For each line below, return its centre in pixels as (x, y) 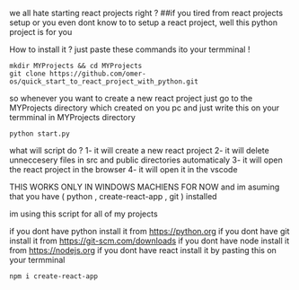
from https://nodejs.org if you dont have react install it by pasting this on (143, 250)
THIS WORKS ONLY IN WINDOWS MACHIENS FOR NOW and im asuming (145, 187)
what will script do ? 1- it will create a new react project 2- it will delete (139, 150)
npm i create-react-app (54, 277)
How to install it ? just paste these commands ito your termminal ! (130, 49)
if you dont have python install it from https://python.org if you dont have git (149, 231)
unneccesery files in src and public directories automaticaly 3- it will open (146, 160)
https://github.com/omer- (97, 74)
